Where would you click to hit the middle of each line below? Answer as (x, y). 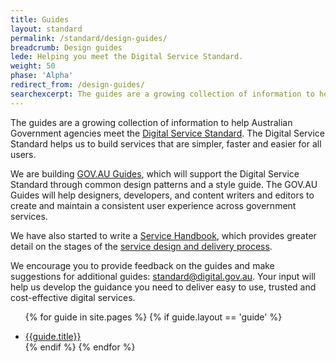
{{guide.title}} (53, 336)
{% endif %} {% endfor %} (80, 347)
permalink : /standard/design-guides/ (89, 38)
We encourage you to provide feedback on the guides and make (142, 265)
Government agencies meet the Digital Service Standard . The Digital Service (167, 133)
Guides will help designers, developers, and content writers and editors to (162, 195)
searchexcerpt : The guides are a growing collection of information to (162, 94)
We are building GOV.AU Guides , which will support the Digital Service (155, 173)
